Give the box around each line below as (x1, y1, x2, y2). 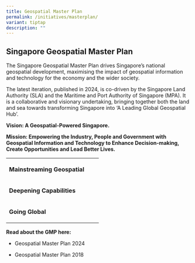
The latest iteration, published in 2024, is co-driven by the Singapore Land (6, 86, 186, 93)
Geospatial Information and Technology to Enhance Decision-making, (6, 140, 180, 147)
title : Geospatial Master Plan (6, 8, 83, 15)
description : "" (6, 25, 46, 31)
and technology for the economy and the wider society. (6, 74, 140, 82)
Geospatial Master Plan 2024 (14, 240, 85, 247)
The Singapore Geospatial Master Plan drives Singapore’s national (6, 62, 166, 69)
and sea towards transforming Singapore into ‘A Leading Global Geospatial (6, 105, 186, 112)
